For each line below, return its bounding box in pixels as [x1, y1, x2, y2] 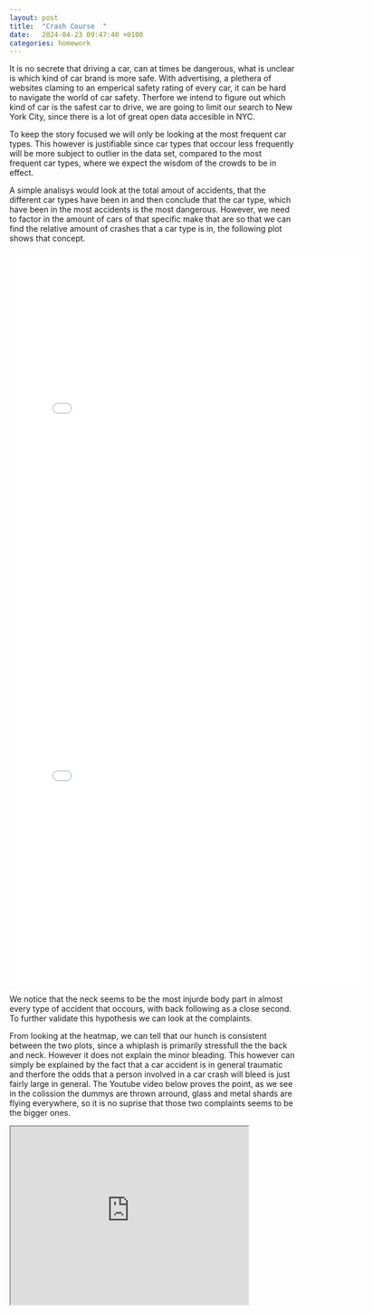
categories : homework [9, 38, 91, 48]
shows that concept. [9, 233, 86, 244]
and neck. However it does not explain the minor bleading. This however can [9, 1050, 295, 1061]
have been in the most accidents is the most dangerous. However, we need [9, 205, 290, 215]
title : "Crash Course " [9, 22, 107, 31]
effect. [9, 167, 34, 178]
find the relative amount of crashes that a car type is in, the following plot [9, 224, 282, 234]
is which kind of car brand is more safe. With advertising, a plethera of [9, 73, 272, 84]
